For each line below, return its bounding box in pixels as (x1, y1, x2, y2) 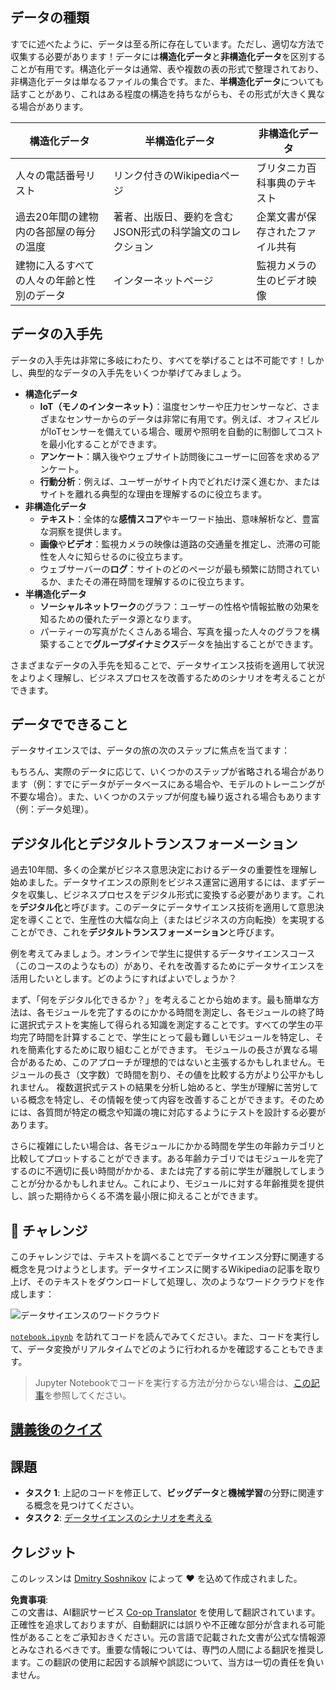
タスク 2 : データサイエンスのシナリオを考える (24, 1512, 213, 1524)
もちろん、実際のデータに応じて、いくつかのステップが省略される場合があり (10, 766, 326, 778)
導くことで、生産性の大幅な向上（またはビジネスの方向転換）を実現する (27, 914, 326, 926)
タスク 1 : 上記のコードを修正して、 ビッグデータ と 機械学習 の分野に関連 (24, 1487, 317, 1499)
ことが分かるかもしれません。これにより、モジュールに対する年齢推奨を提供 (10, 1178, 325, 1190)
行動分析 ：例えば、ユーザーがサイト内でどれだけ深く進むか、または (39, 475, 321, 487)
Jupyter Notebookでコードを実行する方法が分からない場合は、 (34, 1377, 294, 1389)
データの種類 (10, 9, 90, 27)
